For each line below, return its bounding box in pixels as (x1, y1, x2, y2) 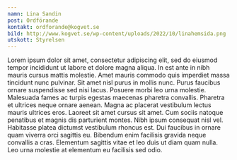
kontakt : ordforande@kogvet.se (7, 23, 100, 30)
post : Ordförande (7, 17, 59, 24)
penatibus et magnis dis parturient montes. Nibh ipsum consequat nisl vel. (7, 116, 224, 124)
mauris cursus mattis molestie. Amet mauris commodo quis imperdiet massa (7, 71, 230, 80)
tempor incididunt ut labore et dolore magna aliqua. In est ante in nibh (7, 63, 210, 72)
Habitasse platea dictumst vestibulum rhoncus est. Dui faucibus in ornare (7, 123, 221, 132)
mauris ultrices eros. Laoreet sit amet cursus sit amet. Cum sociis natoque (7, 109, 224, 117)
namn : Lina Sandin (7, 10, 62, 18)
